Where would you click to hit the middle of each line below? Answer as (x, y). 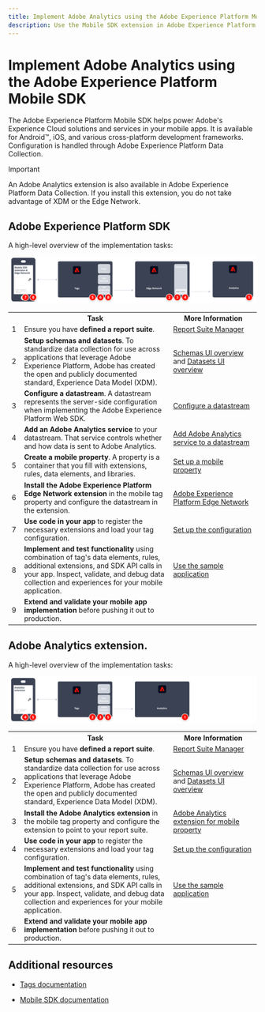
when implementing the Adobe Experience (93, 410)
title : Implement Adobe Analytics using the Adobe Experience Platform (128, 17)
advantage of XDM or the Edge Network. (74, 201)
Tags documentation (53, 984)
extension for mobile (206, 821)
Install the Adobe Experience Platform (88, 485)
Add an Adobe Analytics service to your (91, 430)
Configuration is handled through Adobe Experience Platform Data (116, 145)
